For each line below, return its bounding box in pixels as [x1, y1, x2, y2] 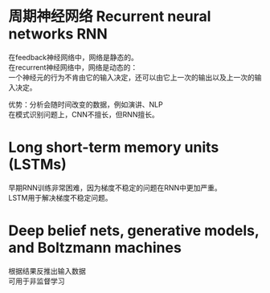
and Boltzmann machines [8, 238, 182, 257]
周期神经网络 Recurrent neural [8, 7, 211, 26]
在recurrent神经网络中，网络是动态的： [8, 62, 138, 72]
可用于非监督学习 [8, 276, 65, 286]
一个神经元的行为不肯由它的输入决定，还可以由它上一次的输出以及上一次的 [8, 72, 255, 82]
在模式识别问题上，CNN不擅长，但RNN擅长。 [8, 109, 159, 119]
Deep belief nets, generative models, [8, 222, 260, 240]
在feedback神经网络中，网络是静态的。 [8, 52, 138, 62]
